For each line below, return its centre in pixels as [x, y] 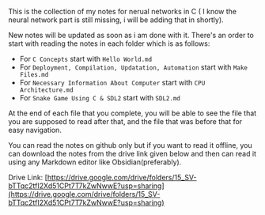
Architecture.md [46, 90]
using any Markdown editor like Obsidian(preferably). [95, 162]
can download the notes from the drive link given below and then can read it [132, 154]
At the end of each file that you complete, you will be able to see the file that [132, 113]
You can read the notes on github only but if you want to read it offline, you [130, 145]
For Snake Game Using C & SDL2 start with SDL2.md [100, 98]
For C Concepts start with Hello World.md [86, 59]
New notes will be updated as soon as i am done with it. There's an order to [131, 35]
